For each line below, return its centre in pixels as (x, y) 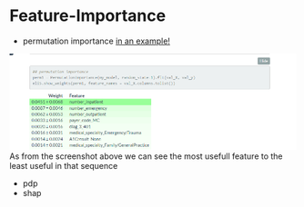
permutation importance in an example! (96, 41)
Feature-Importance (88, 16)
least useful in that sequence (64, 165)
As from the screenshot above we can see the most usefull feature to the (147, 156)
